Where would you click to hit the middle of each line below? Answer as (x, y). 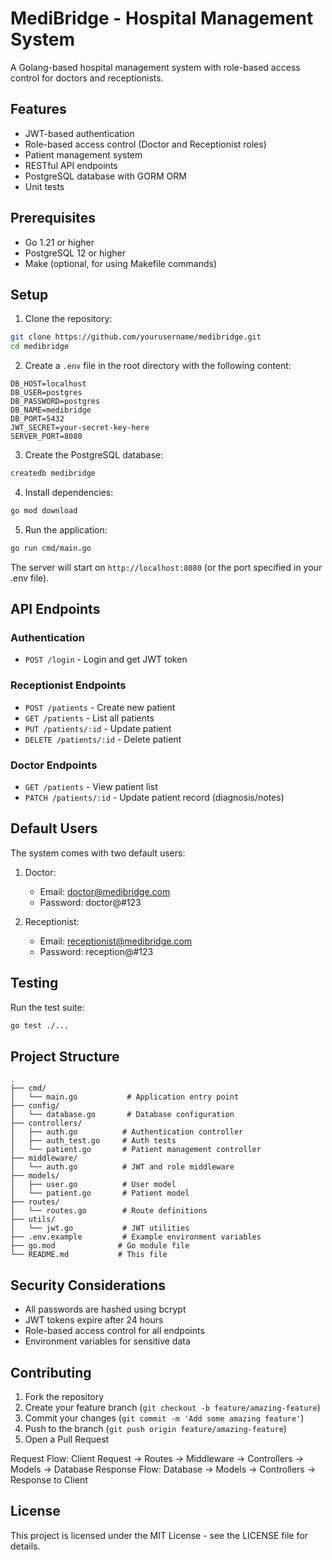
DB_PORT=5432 (37, 419)
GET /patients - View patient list (91, 787)
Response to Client (49, 1479)
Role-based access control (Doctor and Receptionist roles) (145, 144)
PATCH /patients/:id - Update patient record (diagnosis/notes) (154, 798)
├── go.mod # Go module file (100, 1246)
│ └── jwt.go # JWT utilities (100, 1228)
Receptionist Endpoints (68, 685)
